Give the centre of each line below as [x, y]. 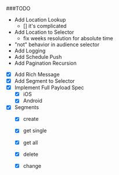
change [32, 166]
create [31, 119]
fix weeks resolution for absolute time [68, 38]
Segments [27, 107]
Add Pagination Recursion [45, 63]
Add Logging [30, 51]
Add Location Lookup [40, 20]
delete [31, 154]
